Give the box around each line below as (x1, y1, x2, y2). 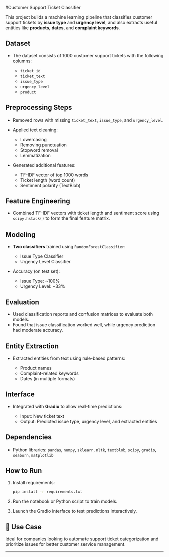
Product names (20, 365, 52, 371)
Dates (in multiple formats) (20, 375, 75, 381)
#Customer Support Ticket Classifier (5, 5, 81, 10)
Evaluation (5, 298, 39, 306)
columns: (12, 58, 32, 64)
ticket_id (20, 68, 41, 73)
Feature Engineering (5, 197, 70, 205)
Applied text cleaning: (12, 127, 58, 133)
